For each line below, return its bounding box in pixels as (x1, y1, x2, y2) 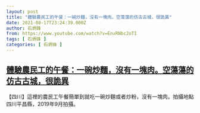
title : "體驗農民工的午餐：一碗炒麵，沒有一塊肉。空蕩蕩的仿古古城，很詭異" (6, 14, 172, 20)
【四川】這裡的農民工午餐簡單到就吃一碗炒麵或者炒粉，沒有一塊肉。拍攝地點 (6, 93, 194, 100)
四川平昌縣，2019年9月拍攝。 (6, 100, 79, 107)
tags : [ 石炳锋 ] (6, 36, 46, 42)
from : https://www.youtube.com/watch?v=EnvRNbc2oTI (6, 31, 137, 37)
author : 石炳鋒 (6, 25, 41, 31)
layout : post (6, 8, 39, 15)
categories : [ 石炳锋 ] (6, 42, 62, 48)
